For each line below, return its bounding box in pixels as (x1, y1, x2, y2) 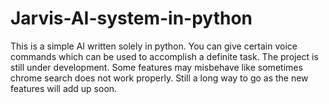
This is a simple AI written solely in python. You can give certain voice (10, 40, 298, 52)
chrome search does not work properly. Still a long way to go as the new (10, 72, 309, 84)
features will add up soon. (10, 82, 118, 94)
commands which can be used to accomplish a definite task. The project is (10, 50, 319, 62)
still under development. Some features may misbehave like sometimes (10, 61, 303, 73)
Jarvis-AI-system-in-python (10, 7, 253, 30)
